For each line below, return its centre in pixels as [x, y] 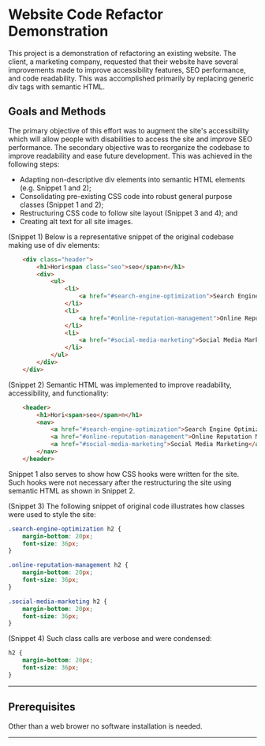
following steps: [34, 164]
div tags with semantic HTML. [56, 86]
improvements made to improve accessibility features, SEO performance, [127, 69]
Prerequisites [42, 707]
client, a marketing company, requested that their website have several [123, 62]
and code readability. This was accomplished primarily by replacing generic [131, 78]
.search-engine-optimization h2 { [65, 529]
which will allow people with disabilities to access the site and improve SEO [130, 139]
